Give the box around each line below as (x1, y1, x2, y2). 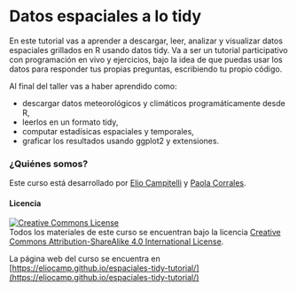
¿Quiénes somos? (9, 157, 89, 170)
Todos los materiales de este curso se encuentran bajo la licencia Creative (9, 227, 281, 238)
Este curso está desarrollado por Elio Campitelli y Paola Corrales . (9, 178, 246, 188)
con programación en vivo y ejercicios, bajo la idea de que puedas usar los (9, 54, 283, 65)
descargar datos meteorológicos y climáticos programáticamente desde (21, 97, 285, 108)
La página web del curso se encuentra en (9, 254, 161, 264)
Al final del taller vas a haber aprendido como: (9, 80, 177, 91)
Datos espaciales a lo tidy (9, 6, 202, 27)
